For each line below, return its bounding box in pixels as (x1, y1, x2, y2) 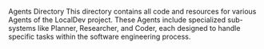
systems (8, 24, 36, 32)
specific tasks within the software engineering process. (8, 32, 191, 41)
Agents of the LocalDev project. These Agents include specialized (8, 15, 226, 24)
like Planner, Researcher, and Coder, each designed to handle (37, 24, 241, 32)
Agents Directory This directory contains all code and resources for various (8, 7, 257, 16)
